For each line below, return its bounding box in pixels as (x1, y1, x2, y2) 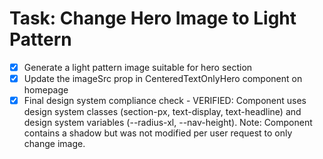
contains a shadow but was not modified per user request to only (23, 127, 293, 139)
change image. (23, 138, 86, 150)
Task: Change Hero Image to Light (9, 7, 297, 30)
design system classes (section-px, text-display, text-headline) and (23, 106, 302, 118)
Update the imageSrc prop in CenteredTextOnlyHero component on (23, 73, 303, 84)
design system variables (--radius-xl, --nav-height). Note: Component (23, 117, 313, 129)
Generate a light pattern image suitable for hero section (23, 61, 253, 73)
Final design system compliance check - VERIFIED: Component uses (23, 95, 307, 107)
